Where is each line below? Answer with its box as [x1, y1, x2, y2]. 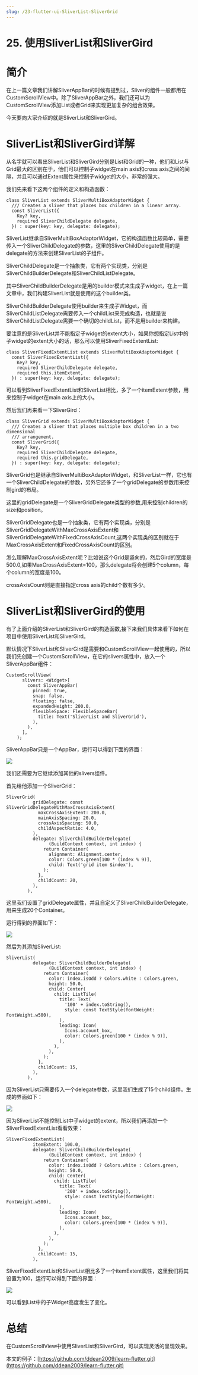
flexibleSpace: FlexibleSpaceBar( [32, 708, 118, 714]
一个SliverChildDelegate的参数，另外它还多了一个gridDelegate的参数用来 [6, 479, 185, 486]
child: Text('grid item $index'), [48, 861, 134, 868]
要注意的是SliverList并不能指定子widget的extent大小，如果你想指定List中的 [6, 330, 189, 337]
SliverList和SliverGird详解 [6, 137, 135, 151]
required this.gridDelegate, [17, 455, 89, 461]
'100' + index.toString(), [64, 1001, 132, 1008]
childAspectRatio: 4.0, [37, 825, 97, 831]
